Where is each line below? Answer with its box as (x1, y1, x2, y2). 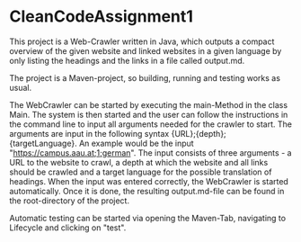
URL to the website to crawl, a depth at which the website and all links (9, 157, 269, 167)
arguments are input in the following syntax (9, 128, 170, 139)
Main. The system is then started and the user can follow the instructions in (9, 109, 288, 120)
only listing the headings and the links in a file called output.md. (9, 55, 245, 66)
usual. (9, 82, 32, 93)
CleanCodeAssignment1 (9, 6, 193, 27)
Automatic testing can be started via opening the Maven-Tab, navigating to (9, 212, 286, 223)
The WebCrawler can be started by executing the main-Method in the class (9, 99, 288, 110)
